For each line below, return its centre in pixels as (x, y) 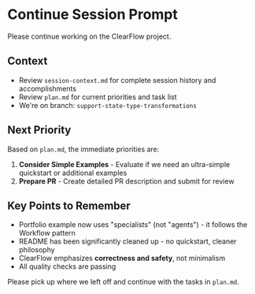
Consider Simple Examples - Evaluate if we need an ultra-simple (124, 164)
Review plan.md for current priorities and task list (98, 97)
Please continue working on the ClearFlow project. (89, 36)
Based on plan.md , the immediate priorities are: (83, 149)
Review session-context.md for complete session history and (117, 80)
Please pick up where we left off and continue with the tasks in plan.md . (123, 282)
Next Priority (39, 130)
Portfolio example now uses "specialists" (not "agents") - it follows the (133, 225)
